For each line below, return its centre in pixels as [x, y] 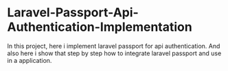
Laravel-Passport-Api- [73, 13]
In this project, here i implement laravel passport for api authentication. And [114, 46]
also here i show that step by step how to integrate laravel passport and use [114, 53]
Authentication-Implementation [100, 27]
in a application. [30, 60]
